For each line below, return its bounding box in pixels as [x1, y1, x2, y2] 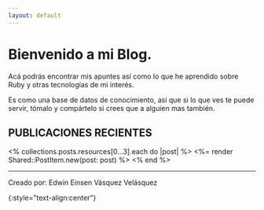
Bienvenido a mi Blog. [8, 45, 152, 63]
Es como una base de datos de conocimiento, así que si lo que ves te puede [8, 95, 255, 105]
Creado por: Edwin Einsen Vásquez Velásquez [8, 178, 158, 187]
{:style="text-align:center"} [8, 193, 97, 203]
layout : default [8, 11, 61, 20]
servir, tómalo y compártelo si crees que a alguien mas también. [8, 103, 215, 112]
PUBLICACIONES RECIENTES [8, 126, 152, 139]
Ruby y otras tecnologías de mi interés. [8, 79, 135, 89]
